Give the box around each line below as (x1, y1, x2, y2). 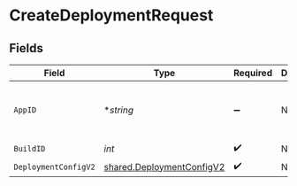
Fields (9, 41, 44, 56)
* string (103, 104, 134, 116)
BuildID (13, 143, 46, 153)
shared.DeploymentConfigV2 (103, 160, 225, 173)
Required (233, 67, 272, 79)
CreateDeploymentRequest (9, 5, 214, 26)
